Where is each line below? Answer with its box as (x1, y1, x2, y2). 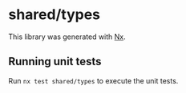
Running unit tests (8, 55, 102, 68)
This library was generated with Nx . (8, 32, 126, 41)
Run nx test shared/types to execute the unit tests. (8, 76, 179, 85)
